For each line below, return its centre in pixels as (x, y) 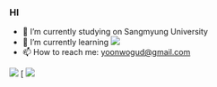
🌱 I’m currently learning (65, 43)
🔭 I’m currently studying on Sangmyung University (115, 32)
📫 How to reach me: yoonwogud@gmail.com (106, 52)
